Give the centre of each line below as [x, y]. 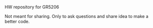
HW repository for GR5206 [32, 7]
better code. [17, 21]
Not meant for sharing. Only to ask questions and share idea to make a [77, 16]
